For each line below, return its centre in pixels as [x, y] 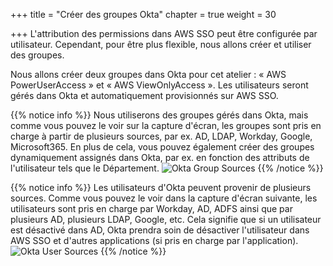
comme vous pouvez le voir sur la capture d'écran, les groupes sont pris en [166, 125]
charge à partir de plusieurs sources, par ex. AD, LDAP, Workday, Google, [161, 136]
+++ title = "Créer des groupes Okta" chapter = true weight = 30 [143, 14]
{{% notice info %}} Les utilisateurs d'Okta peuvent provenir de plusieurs [161, 187]
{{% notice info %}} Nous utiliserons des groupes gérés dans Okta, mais [159, 115]
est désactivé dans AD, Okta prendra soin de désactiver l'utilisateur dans [160, 230]
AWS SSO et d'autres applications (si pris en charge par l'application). [154, 240]
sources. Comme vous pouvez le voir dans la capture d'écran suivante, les [164, 198]
